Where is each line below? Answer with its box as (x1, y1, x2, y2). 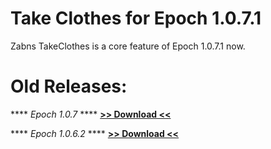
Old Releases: (10, 75, 128, 98)
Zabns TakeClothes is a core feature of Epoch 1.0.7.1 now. (10, 40, 246, 52)
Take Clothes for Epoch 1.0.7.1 (10, 7, 262, 30)
